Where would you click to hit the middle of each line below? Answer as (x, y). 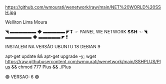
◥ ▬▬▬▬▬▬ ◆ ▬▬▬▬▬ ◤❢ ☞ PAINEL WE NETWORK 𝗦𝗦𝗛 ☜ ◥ (76, 32)
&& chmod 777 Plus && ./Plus (41, 67)
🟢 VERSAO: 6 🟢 (22, 77)
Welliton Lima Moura (26, 22)
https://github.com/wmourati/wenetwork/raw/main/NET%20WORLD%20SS (83, 7)
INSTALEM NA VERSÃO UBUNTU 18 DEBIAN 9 (53, 46)
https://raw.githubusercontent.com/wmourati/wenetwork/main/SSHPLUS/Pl (83, 61)
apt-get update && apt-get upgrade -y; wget (51, 56)
